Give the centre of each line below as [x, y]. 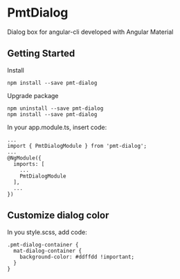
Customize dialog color [58, 215]
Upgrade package [33, 95]
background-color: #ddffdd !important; [77, 257]
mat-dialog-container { [47, 251]
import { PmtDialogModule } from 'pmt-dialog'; [77, 146]
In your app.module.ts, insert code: [57, 127]
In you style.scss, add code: [47, 232]
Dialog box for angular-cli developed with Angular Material [90, 32]
